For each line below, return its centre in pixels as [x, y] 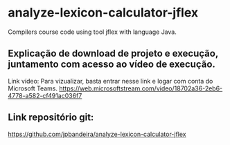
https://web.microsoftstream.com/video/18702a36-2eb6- [141, 88]
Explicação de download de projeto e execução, [113, 54]
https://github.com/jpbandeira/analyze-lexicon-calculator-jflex [97, 134]
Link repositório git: [51, 118]
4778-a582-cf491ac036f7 [45, 95]
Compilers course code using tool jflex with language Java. [92, 32]
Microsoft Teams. [33, 88]
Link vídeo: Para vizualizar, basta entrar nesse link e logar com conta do [110, 81]
